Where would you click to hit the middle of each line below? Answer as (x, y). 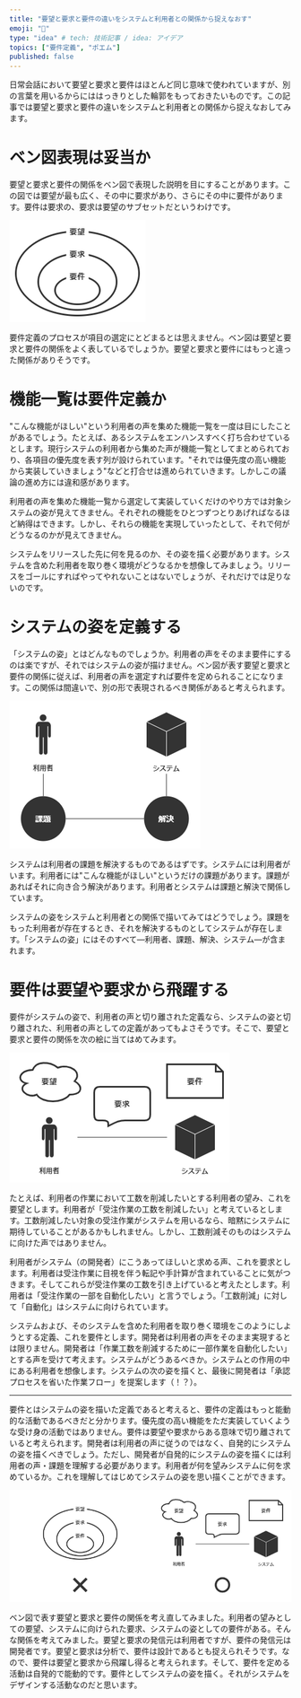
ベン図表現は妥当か (80, 158)
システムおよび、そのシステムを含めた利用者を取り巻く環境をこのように (142, 1326)
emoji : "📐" (30, 28)
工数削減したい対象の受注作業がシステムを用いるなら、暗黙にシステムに (157, 1220)
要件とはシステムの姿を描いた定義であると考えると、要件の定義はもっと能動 (150, 1409)
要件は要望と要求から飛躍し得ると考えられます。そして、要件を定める (161, 1662)
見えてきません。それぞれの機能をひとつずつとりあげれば (161, 512)
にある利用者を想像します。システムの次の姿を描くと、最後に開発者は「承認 (150, 1370)
